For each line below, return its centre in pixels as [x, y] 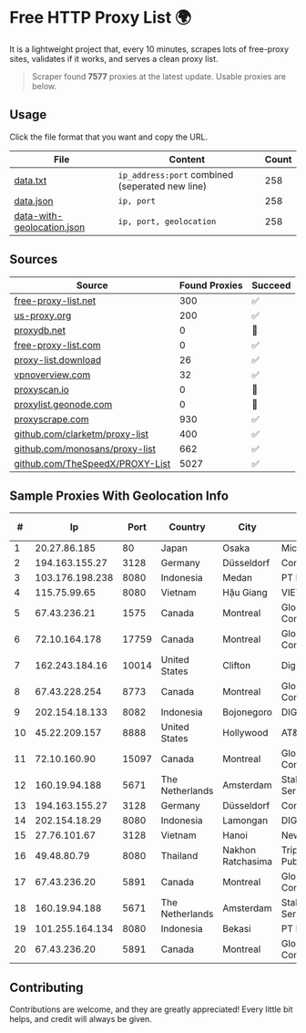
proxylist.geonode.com [63, 404]
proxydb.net [40, 330]
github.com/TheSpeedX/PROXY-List [92, 463]
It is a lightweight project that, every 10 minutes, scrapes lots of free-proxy [149, 49]
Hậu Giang [245, 593]
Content [187, 159]
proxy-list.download [58, 359]
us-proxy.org [43, 315]
